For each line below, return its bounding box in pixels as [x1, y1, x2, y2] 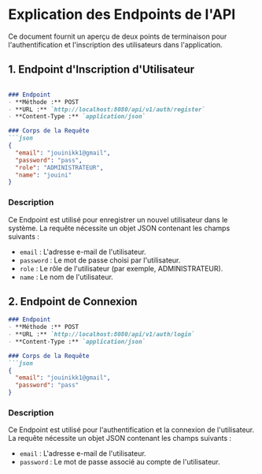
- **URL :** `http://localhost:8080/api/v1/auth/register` [8, 105, 206, 114]
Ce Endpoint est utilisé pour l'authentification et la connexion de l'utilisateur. [8, 425, 255, 435]
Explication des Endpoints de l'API [8, 6, 236, 24]
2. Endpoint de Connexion [8, 294, 138, 308]
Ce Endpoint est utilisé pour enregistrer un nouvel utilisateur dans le [8, 215, 228, 224]
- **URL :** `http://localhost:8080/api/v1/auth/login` [8, 330, 195, 338]
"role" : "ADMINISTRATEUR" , [15, 163, 104, 171]
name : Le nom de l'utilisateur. [19, 272, 114, 282]
